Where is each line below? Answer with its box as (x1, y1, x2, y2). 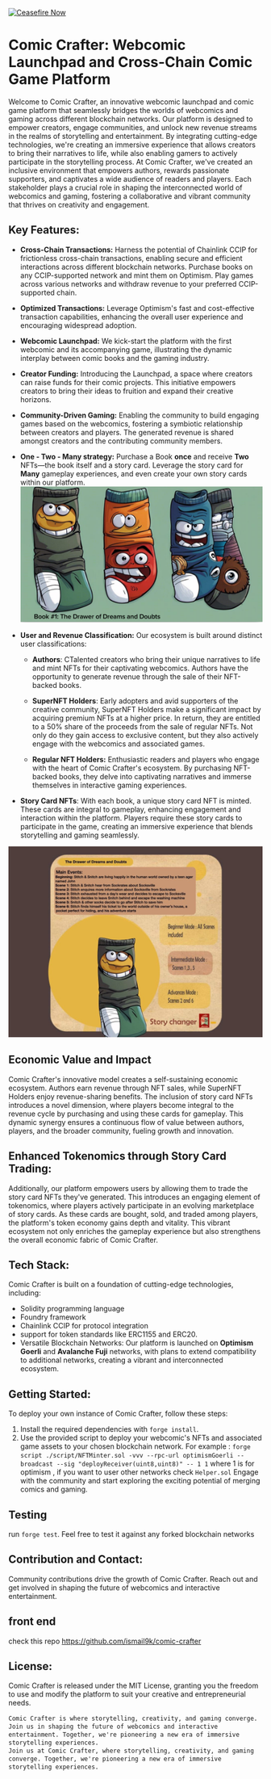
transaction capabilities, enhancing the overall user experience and (19, 312, 244, 321)
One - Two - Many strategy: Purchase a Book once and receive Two (19, 451, 249, 461)
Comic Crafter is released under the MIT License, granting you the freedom (8, 1680, 259, 1691)
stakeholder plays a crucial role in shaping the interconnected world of (8, 183, 244, 192)
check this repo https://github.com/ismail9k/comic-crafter (8, 1636, 202, 1646)
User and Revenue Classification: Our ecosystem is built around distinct (19, 630, 263, 640)
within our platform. (19, 477, 85, 487)
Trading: (8, 1162, 52, 1176)
